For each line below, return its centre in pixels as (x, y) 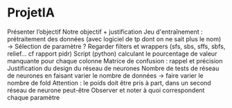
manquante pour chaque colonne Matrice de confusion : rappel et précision (115, 61)
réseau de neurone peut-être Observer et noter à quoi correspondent (106, 90)
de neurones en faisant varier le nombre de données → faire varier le (106, 75)
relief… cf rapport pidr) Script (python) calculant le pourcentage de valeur (112, 54)
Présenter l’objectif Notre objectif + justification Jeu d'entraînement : (105, 32)
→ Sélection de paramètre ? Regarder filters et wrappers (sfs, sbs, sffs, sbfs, (116, 46)
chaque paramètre (34, 97)
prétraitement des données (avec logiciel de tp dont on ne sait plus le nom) (114, 39)
